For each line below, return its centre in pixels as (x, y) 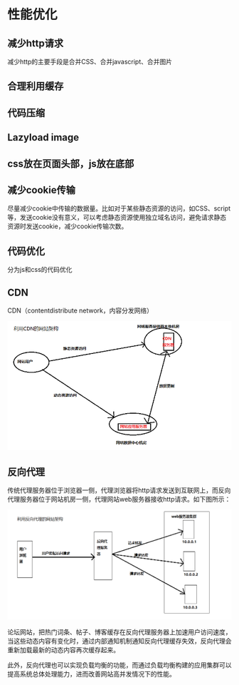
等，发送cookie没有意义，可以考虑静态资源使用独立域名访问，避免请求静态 (117, 218)
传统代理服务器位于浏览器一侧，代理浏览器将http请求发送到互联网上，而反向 (119, 490)
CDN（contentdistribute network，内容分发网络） (80, 310)
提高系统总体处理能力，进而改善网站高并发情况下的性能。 (91, 674)
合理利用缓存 (36, 86)
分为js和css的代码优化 (40, 270)
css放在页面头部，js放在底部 (71, 164)
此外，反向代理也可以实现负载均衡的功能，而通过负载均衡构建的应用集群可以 (119, 665)
